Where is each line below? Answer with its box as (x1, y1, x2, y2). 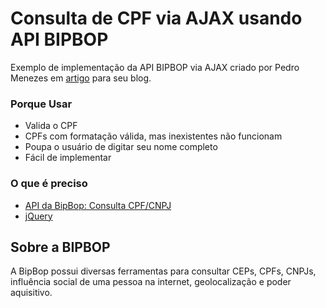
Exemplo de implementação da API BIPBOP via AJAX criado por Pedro (10, 61, 300, 73)
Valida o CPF (24, 120, 78, 132)
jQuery (24, 210, 53, 222)
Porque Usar (10, 97, 73, 111)
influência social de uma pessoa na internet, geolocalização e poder (10, 276, 292, 288)
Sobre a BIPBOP (10, 238, 111, 256)
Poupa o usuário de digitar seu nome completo (24, 141, 218, 153)
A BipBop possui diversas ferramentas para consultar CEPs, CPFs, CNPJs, (10, 265, 317, 277)
